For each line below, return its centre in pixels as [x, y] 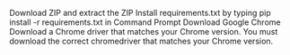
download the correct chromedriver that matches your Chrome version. [141, 41]
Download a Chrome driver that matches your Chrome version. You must [144, 31]
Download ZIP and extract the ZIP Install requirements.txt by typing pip [140, 13]
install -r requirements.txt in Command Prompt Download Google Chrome [145, 22]
